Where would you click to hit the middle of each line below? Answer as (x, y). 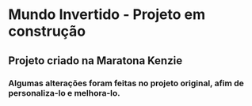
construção (47, 31)
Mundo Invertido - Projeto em (107, 15)
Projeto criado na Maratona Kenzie (95, 61)
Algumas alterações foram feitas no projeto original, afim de (126, 83)
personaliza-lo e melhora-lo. (64, 93)
